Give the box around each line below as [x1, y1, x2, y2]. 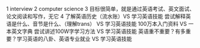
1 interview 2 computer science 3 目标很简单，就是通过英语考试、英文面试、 [6, 5, 195, 12]
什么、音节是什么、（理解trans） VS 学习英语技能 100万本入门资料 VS [16, 20, 187, 27]
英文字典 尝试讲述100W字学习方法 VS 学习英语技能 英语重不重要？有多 [11, 28, 186, 35]
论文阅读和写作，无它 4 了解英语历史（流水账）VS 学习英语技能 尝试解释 [6, 13, 186, 20]
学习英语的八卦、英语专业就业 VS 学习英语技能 [16, 35, 132, 42]
